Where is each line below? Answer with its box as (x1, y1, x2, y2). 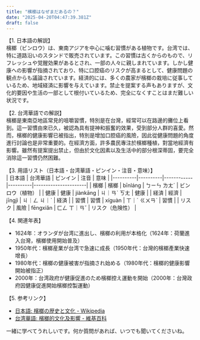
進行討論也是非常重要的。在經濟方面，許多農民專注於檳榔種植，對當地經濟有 (6, 139, 194, 146)
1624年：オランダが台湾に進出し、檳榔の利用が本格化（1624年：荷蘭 (14, 229, 185, 237)
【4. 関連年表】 (6, 217, 44, 224)
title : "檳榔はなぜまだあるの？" (6, 8, 79, 15)
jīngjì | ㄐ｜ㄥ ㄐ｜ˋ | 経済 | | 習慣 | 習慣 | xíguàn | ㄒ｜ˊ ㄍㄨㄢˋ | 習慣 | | (6, 197, 180, 204)
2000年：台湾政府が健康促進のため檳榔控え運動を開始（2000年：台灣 (14, 274, 187, 281)
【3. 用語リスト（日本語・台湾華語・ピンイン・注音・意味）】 (6, 167, 156, 174)
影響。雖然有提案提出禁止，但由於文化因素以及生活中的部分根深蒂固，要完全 (6, 147, 194, 154)
